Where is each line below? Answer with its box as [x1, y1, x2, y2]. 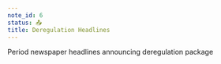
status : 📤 [7, 19, 43, 27]
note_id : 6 [7, 11, 43, 20]
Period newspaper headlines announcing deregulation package [7, 48, 214, 57]
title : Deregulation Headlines [7, 26, 110, 34]
